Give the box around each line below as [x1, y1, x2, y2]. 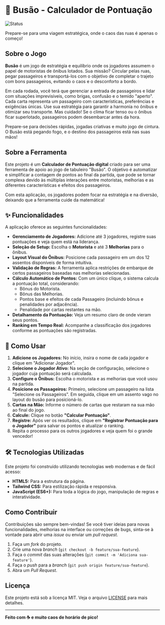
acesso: [5, 469, 21, 475]
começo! [5, 35, 23, 41]
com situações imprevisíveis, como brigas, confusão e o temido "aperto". [5, 93, 153, 99]
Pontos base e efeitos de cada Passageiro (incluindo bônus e [19, 296, 144, 302]
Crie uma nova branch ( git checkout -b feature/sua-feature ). [12, 546, 140, 552]
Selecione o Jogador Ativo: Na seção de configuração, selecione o [12, 366, 149, 371]
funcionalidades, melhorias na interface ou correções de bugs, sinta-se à [5, 526, 154, 532]
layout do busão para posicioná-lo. [12, 397, 83, 402]
